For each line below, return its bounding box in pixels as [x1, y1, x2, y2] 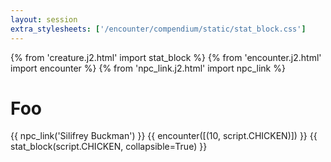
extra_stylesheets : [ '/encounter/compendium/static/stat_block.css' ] [10, 24, 307, 34]
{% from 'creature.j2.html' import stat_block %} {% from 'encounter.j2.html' [10, 51, 322, 63]
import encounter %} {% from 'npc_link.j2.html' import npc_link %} [10, 62, 286, 74]
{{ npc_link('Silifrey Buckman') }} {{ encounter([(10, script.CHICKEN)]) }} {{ [10, 130, 318, 142]
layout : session [10, 14, 78, 25]
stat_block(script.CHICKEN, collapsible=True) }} [10, 141, 208, 153]
